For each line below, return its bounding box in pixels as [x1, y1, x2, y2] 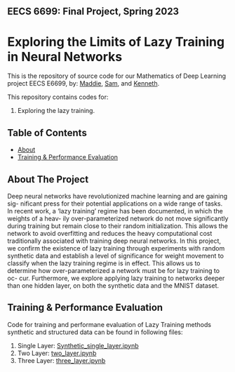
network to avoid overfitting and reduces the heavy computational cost [7, 229, 213, 237]
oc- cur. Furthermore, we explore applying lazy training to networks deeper [7, 274, 225, 282]
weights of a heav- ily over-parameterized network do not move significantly [7, 214, 229, 222]
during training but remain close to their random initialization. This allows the [7, 221, 229, 230]
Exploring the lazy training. [17, 107, 95, 115]
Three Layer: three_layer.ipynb [17, 356, 106, 364]
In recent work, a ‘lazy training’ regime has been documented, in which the [7, 206, 223, 215]
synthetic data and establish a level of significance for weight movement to [7, 251, 224, 260]
